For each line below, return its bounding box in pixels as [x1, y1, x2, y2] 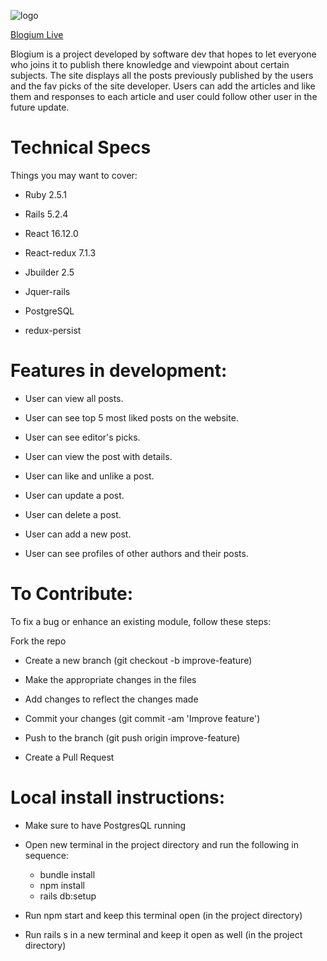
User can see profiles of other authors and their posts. [24, 547, 249, 559]
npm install [39, 879, 85, 891]
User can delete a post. [24, 508, 122, 520]
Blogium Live [10, 29, 64, 40]
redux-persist [24, 324, 82, 336]
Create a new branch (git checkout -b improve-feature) [24, 654, 253, 666]
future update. [10, 101, 70, 113]
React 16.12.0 [24, 227, 79, 239]
